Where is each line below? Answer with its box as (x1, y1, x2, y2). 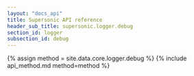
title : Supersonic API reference (7, 16, 103, 23)
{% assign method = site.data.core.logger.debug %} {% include (7, 54, 187, 62)
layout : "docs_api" (7, 10, 63, 17)
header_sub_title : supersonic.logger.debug (7, 23, 134, 29)
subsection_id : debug (7, 36, 69, 42)
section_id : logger (7, 29, 63, 36)
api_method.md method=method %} (7, 62, 110, 70)
